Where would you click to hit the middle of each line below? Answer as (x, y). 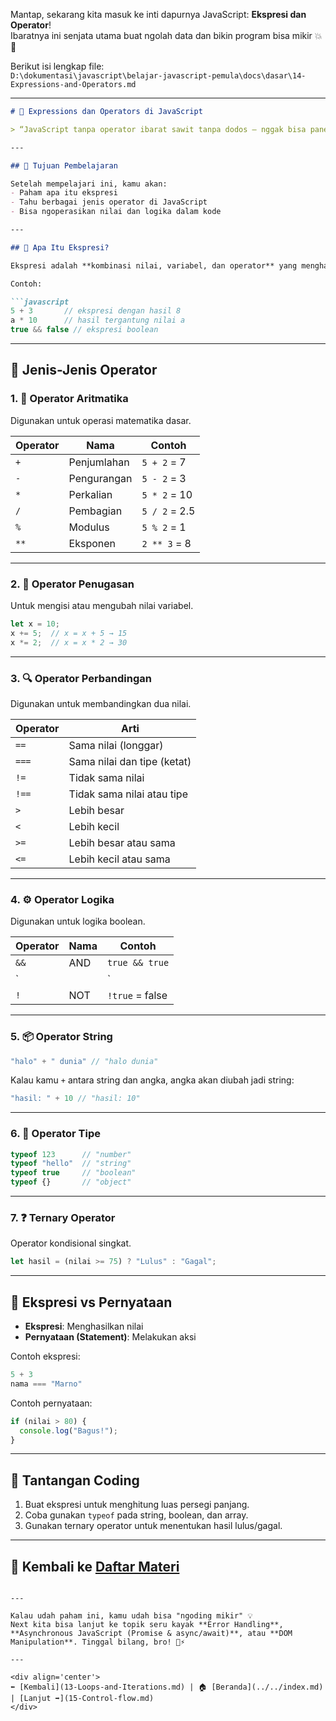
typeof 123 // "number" (71, 1154)
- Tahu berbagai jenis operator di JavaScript (109, 202)
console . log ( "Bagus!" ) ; (68, 1430)
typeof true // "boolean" (73, 1173)
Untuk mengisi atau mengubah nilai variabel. (102, 605)
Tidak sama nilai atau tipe (128, 794)
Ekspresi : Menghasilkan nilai (84, 1326)
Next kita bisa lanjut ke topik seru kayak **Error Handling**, (147, 1625)
